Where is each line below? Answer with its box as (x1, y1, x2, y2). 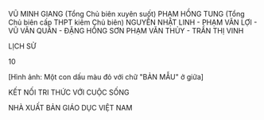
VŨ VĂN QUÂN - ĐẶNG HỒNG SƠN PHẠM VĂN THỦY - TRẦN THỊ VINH (8, 26, 244, 35)
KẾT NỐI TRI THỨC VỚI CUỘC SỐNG (8, 87, 130, 97)
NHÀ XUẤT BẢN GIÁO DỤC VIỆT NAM (8, 103, 133, 112)
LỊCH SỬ (8, 41, 37, 51)
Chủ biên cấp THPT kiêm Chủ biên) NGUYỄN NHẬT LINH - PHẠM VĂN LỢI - (8, 17, 258, 27)
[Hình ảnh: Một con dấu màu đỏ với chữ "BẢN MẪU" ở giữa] (8, 72, 204, 81)
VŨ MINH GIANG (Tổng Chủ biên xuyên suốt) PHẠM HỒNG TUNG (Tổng (8, 10, 245, 18)
